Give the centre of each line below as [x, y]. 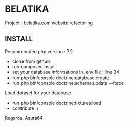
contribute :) [25, 108]
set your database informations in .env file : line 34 [66, 72]
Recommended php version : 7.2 [39, 51]
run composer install [34, 66]
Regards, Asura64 [24, 118]
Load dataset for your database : [39, 93]
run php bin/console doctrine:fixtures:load [57, 103]
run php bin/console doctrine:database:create [61, 78]
